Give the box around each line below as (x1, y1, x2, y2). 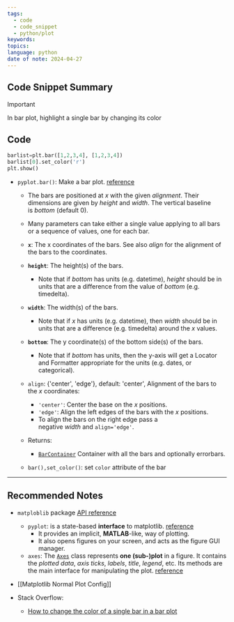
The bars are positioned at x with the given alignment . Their (27, 191, 200, 199)
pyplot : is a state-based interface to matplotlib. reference (27, 522, 194, 530)
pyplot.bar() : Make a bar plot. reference (17, 178, 134, 185)
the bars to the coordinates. (27, 248, 108, 256)
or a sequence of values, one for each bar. (27, 227, 150, 235)
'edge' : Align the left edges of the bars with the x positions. (38, 408, 209, 416)
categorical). (38, 366, 75, 374)
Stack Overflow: (17, 593, 64, 602)
